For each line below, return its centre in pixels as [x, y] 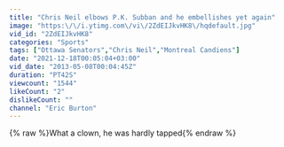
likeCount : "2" [37, 91]
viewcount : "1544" [43, 83]
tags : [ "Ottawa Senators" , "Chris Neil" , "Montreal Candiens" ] [125, 50]
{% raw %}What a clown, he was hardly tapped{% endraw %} [123, 133]
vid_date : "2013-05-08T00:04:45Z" [73, 67]
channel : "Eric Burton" [53, 108]
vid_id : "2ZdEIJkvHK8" [51, 34]
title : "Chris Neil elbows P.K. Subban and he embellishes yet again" [142, 17]
